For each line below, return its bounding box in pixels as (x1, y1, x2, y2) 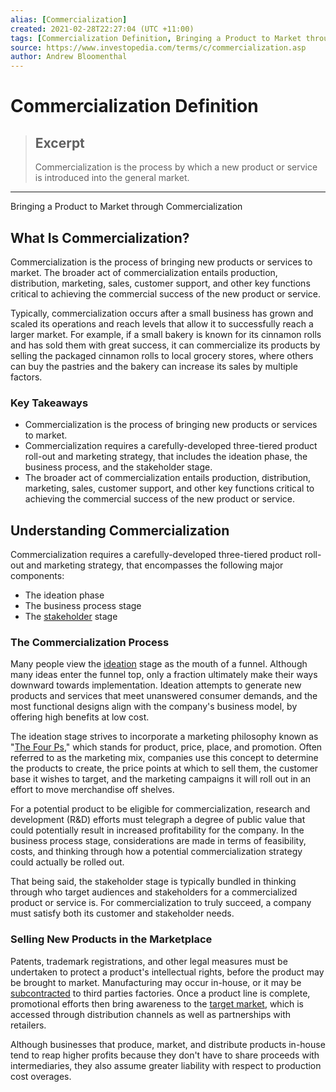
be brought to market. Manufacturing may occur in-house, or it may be (10, 976, 302, 988)
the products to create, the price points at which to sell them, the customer (10, 762, 319, 775)
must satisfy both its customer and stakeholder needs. (10, 907, 235, 920)
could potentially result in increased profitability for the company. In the (10, 824, 305, 836)
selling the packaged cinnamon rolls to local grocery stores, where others (10, 349, 314, 361)
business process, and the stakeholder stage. (24, 461, 213, 473)
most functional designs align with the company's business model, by (10, 701, 298, 713)
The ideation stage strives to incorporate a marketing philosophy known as (10, 731, 319, 743)
